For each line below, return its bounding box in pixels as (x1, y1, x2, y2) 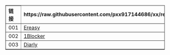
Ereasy (23, 24, 40, 31)
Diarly (23, 41, 38, 48)
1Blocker (23, 33, 46, 39)
